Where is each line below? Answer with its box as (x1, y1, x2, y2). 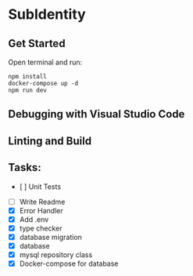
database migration (19, 232, 82, 241)
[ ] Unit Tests (19, 182, 61, 191)
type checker (19, 223, 63, 233)
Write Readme (19, 197, 66, 206)
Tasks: (8, 161, 41, 174)
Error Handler (19, 205, 64, 215)
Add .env (19, 214, 49, 224)
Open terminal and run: (8, 57, 83, 67)
